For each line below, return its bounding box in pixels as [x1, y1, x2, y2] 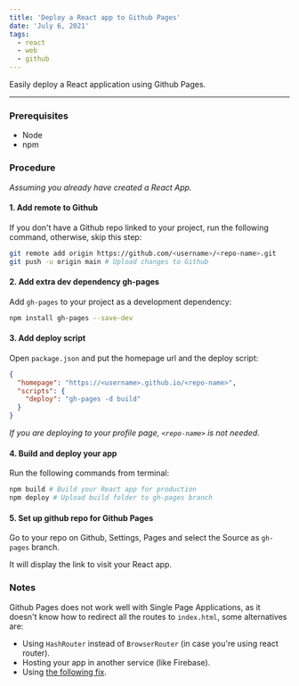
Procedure [9, 161, 56, 174]
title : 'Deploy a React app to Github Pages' [9, 12, 181, 22]
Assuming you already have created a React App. [9, 182, 192, 193]
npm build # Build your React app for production [9, 485, 198, 494]
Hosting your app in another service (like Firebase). [21, 657, 211, 667]
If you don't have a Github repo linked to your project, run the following [9, 222, 270, 233]
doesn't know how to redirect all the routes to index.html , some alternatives [9, 611, 287, 622]
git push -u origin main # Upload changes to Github [9, 257, 209, 266]
